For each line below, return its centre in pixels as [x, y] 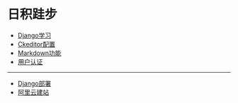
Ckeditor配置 [36, 44]
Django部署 [34, 83]
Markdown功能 [39, 53]
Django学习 [34, 35]
